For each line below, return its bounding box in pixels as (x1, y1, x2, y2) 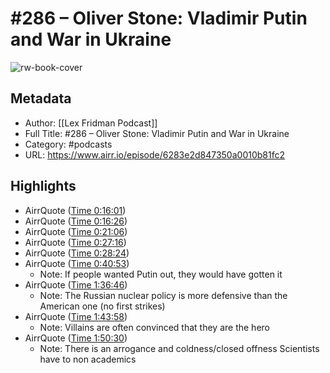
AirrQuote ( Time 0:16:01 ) (24, 204, 127, 216)
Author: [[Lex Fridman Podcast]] (24, 117, 158, 129)
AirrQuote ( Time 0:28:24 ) (24, 247, 130, 259)
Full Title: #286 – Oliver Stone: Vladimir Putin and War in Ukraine (24, 127, 290, 139)
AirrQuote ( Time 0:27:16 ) (24, 236, 127, 248)
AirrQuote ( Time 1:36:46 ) (24, 278, 128, 291)
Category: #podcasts (24, 138, 113, 150)
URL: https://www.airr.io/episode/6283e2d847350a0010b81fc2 (24, 148, 285, 161)
